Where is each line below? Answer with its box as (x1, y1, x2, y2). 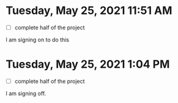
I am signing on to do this (6, 36, 70, 43)
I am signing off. (6, 90, 46, 97)
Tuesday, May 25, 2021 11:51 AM (6, 4, 172, 18)
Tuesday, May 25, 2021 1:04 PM (6, 57, 170, 71)
